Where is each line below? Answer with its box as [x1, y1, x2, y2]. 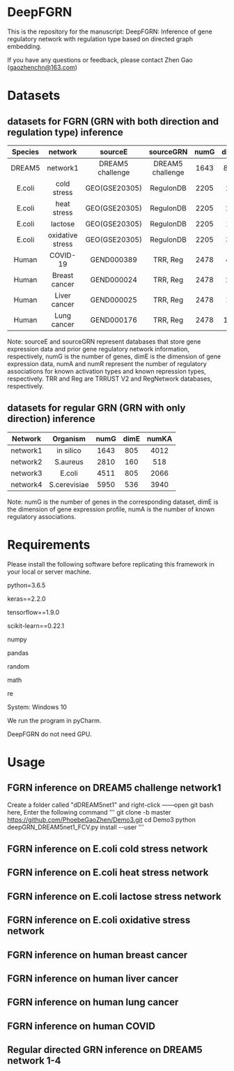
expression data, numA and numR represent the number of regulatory [7, 359, 207, 367]
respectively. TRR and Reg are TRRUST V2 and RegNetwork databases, [7, 374, 212, 383]
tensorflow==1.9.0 [7, 608, 60, 616]
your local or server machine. [7, 567, 92, 576]
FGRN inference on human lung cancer [7, 996, 179, 1008]
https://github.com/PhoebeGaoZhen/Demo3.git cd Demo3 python [7, 815, 196, 824]
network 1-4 [7, 1055, 61, 1067]
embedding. [7, 42, 42, 50]
